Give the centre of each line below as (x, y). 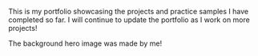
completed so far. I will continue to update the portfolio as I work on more (129, 20)
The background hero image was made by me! (85, 43)
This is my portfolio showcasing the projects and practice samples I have (129, 11)
